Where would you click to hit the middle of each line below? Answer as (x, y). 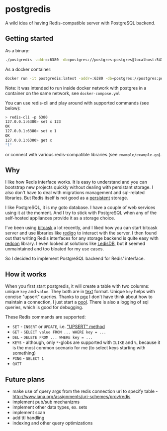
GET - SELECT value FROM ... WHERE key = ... (59, 332)
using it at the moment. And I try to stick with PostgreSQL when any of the (81, 213)
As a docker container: (28, 69)
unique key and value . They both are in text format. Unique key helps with (80, 292)
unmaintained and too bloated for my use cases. (55, 249)
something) (24, 353)
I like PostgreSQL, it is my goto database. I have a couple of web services (80, 208)
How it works (26, 274)
